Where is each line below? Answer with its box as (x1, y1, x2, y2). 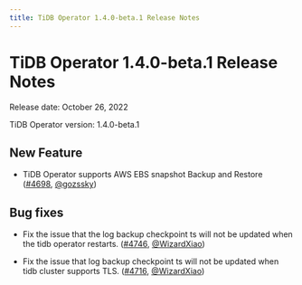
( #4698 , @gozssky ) (22, 178, 97, 190)
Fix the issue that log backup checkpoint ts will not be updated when (22, 256, 279, 267)
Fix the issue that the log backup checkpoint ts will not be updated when (22, 229, 294, 240)
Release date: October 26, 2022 (9, 101, 128, 112)
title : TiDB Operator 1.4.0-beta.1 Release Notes (9, 13, 201, 23)
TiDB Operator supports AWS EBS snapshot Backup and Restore (22, 169, 263, 180)
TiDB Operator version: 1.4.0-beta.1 (9, 119, 140, 129)
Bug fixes (9, 204, 64, 220)
